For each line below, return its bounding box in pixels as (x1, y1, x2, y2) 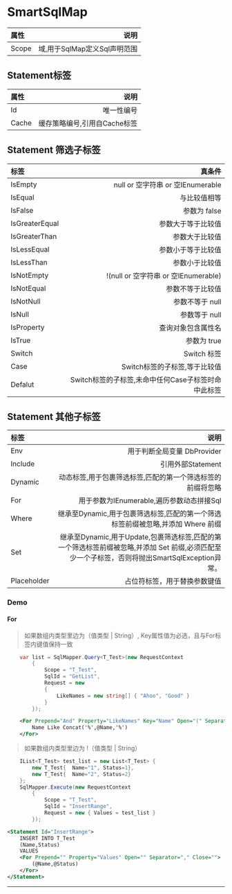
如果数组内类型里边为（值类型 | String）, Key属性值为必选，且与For (23, 631, 215, 640)
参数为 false (182, 206, 222, 216)
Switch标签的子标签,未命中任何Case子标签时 (70, 375, 215, 385)
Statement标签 (7, 70, 72, 82)
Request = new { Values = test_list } (43, 809, 156, 816)
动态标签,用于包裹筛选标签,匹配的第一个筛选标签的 (58, 473, 222, 482)
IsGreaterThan (10, 231, 57, 241)
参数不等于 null (173, 297, 222, 306)
